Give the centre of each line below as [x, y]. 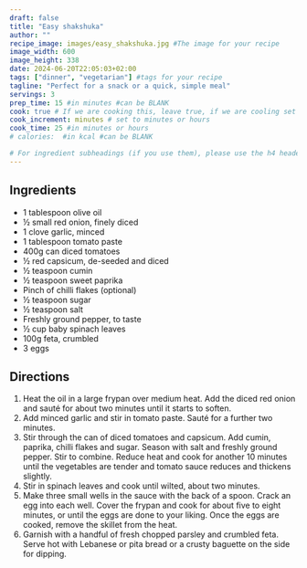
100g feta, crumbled [60, 338]
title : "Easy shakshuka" [57, 26]
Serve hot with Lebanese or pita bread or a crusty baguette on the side [156, 544]
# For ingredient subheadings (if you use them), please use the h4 [143, 153]
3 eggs [36, 348]
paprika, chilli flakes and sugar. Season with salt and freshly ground [150, 447]
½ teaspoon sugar [57, 300]
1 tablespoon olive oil [62, 212]
